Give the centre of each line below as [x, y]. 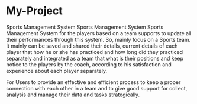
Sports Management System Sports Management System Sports [85, 27]
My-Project [35, 11]
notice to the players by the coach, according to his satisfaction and [89, 64]
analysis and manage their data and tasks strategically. [73, 95]
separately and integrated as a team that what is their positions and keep [95, 58]
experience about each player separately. [57, 71]
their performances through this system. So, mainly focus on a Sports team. [98, 39]
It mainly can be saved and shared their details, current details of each [92, 46]
